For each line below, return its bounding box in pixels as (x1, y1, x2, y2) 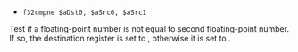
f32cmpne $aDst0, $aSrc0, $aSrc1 (21, 8, 147, 17)
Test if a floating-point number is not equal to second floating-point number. (9, 24, 290, 33)
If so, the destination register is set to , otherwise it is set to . (9, 33, 231, 43)
